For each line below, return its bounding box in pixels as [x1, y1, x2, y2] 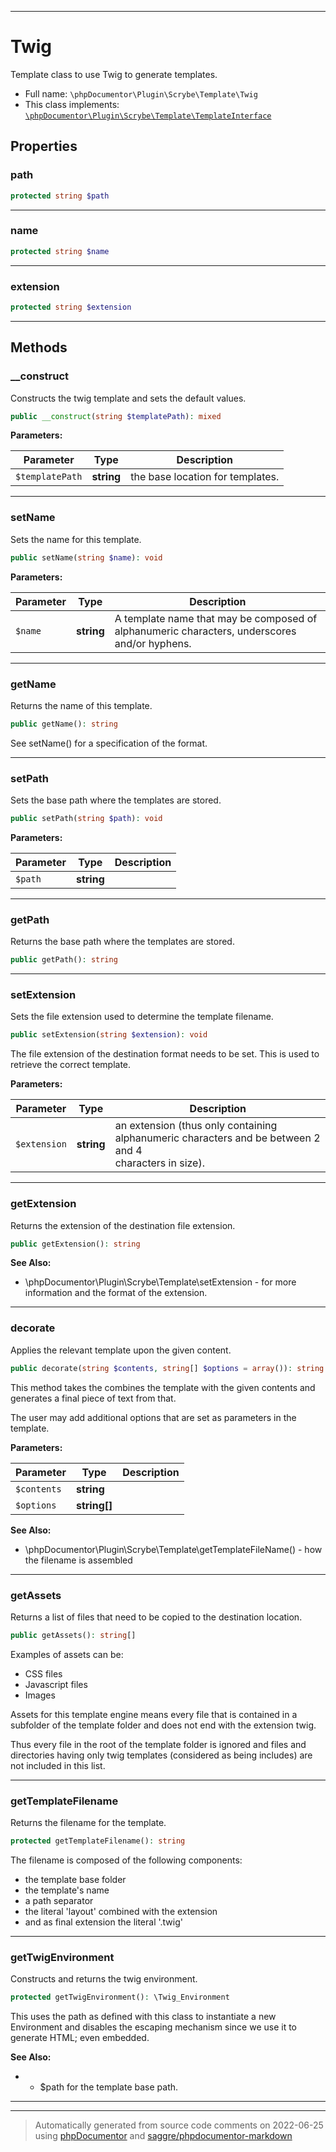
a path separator [24, 1894, 94, 1906]
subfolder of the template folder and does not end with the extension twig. [10, 1719, 317, 1731]
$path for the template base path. [39, 2081, 179, 2093]
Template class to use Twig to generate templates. [10, 68, 218, 80]
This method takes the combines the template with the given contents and [10, 1381, 316, 1393]
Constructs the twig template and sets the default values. [10, 392, 247, 404]
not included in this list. [10, 1759, 106, 1771]
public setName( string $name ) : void [10, 552, 163, 563]
